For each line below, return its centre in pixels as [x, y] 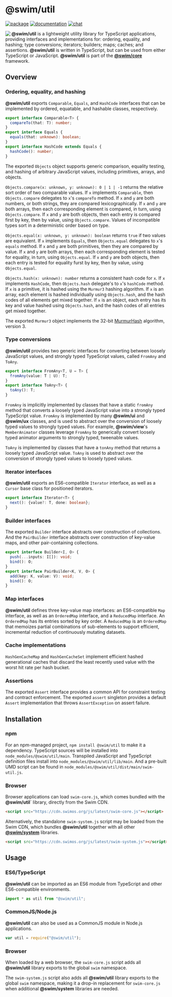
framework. [17, 61]
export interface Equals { [34, 132]
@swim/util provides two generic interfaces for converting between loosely [85, 350]
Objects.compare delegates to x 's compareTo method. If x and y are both [80, 198]
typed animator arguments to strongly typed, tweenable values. [72, 438]
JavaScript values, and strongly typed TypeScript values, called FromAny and [86, 356]
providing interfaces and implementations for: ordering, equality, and [78, 39]
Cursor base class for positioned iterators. [49, 488]
